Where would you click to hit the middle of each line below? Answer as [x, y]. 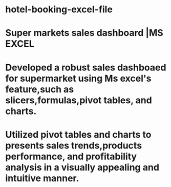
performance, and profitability [71, 156]
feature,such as [40, 89]
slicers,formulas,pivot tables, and [79, 100]
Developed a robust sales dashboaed [86, 67]
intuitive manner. [42, 178]
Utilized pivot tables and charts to [78, 134]
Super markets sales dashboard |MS [84, 33]
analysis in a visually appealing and [82, 167]
